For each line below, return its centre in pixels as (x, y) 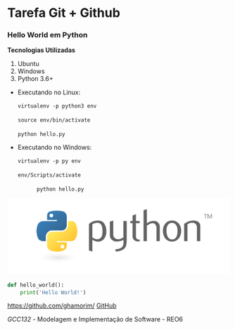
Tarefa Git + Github (64, 13)
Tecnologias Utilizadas (42, 50)
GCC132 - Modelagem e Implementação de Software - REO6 (95, 319)
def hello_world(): (36, 285)
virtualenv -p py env (49, 161)
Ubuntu (28, 64)
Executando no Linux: (49, 92)
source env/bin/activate (54, 120)
